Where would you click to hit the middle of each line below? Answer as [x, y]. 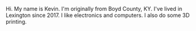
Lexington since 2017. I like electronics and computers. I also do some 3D [98, 15]
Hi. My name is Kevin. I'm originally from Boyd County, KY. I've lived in [94, 9]
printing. [16, 22]
